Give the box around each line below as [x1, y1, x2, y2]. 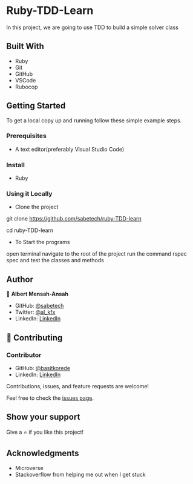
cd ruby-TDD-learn [6, 227, 54, 234]
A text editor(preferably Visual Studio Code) [15, 145, 125, 153]
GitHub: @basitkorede [15, 364, 71, 371]
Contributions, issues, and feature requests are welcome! [6, 382, 149, 390]
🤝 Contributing [6, 333, 63, 343]
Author [6, 274, 33, 285]
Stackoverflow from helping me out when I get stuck [15, 471, 146, 478]
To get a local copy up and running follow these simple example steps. [6, 116, 182, 124]
